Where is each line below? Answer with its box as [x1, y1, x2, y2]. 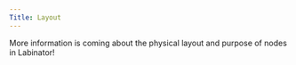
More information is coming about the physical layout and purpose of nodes [9, 37, 287, 48]
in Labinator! [9, 46, 55, 58]
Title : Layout [9, 12, 62, 22]
